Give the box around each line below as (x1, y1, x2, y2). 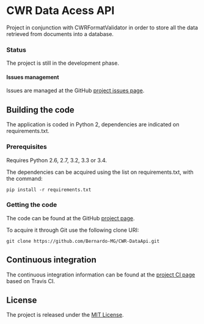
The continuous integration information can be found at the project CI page (6, 271, 195, 278)
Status (6, 45, 26, 54)
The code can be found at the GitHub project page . (6, 214, 135, 221)
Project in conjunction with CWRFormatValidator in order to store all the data (6, 24, 199, 31)
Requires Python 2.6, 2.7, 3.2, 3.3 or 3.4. (6, 156, 107, 164)
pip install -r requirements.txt (6, 187, 92, 193)
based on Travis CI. (6, 277, 56, 284)
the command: (6, 175, 43, 182)
